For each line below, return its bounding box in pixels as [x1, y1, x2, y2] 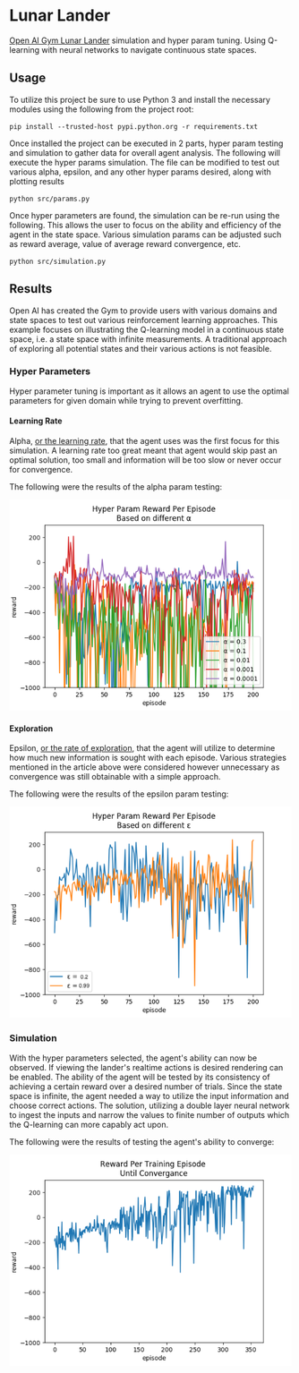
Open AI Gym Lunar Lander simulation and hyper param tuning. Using [9, 35, 267, 46]
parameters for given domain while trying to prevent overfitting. [9, 395, 243, 405]
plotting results [9, 175, 64, 186]
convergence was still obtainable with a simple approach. [9, 772, 221, 782]
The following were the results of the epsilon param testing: [9, 789, 229, 799]
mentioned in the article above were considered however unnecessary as [9, 762, 280, 772]
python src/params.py [9, 194, 90, 203]
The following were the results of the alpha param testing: [9, 482, 222, 492]
